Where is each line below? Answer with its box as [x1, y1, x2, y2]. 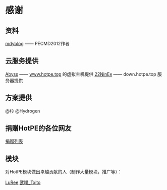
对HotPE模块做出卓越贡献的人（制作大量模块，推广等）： [5, 169, 122, 175]
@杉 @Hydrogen [5, 108, 40, 114]
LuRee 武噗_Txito [5, 179, 41, 185]
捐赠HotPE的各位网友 [5, 124, 72, 133]
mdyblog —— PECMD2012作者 [5, 41, 70, 46]
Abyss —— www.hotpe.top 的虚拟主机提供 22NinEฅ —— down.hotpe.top [5, 71, 156, 77]
